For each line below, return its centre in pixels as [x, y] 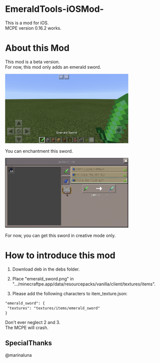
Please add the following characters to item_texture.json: [70, 294]
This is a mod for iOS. [27, 23]
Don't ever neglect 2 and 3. [33, 322]
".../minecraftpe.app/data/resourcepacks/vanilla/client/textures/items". [84, 284]
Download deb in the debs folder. [46, 269]
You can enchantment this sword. [39, 151]
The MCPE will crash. [27, 328]
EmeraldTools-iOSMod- [55, 9]
